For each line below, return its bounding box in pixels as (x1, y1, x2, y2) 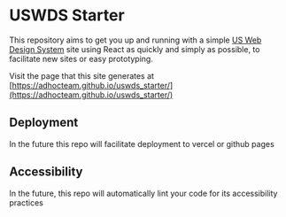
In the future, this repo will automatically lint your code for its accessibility (9, 188, 278, 198)
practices (9, 197, 44, 208)
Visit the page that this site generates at (9, 70, 155, 81)
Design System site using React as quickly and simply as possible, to (9, 43, 260, 54)
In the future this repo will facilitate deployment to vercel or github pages (9, 138, 274, 149)
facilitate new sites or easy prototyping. (9, 53, 153, 64)
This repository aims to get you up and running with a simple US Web (9, 35, 262, 45)
